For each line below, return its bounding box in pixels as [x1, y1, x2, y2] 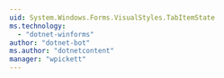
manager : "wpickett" [9, 55, 87, 64]
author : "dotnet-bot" [9, 38, 91, 48]
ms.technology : [9, 22, 67, 30]
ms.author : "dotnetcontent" [9, 47, 115, 56]
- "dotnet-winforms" [17, 30, 94, 39]
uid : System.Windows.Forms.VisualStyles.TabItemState [9, 13, 216, 22]
